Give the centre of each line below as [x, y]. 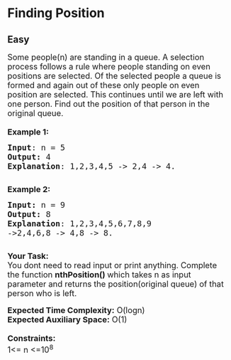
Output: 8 [29, 214]
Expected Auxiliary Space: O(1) [67, 319]
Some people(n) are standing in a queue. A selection [106, 57]
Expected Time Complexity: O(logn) [76, 310]
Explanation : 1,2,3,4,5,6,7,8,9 [80, 223]
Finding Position [56, 13]
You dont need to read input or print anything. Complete [112, 265]
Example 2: [29, 189]
